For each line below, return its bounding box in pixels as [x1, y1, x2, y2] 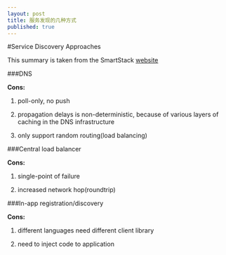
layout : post [7, 10, 46, 18]
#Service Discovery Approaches [7, 43, 101, 51]
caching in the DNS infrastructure [17, 118, 114, 126]
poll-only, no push [17, 97, 70, 105]
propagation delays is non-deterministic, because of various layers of [17, 110, 219, 119]
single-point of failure [17, 172, 81, 181]
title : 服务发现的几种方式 [7, 17, 77, 24]
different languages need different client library [17, 226, 154, 235]
